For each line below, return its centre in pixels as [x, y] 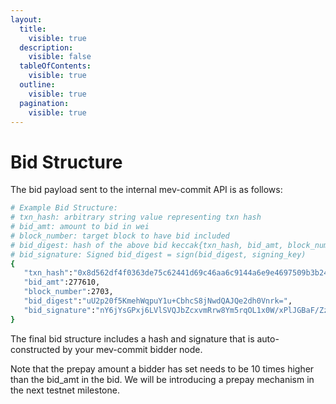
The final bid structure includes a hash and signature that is [132, 338]
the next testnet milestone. [65, 390]
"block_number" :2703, [68, 292]
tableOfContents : [55, 66]
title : [33, 29]
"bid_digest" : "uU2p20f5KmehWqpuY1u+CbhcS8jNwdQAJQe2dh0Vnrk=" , [158, 301]
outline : [37, 85]
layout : [26, 19]
